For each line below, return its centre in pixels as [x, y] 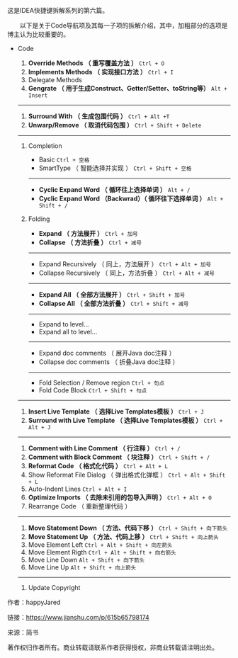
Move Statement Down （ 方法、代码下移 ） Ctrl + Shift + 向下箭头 [128, 528]
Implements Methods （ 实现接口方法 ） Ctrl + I [101, 72]
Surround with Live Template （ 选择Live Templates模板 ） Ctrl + [125, 420]
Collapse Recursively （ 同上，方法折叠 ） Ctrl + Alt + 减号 [126, 273]
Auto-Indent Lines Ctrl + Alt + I [78, 489]
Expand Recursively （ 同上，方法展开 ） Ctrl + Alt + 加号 [125, 264]
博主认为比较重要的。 [38, 34]
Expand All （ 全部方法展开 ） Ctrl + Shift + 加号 [112, 295]
